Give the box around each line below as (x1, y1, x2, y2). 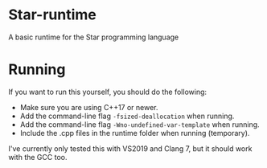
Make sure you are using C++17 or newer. (19, 102, 158, 112)
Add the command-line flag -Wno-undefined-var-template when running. (19, 119, 260, 129)
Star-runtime (8, 6, 97, 24)
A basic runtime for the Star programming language (8, 32, 179, 42)
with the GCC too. (8, 152, 68, 162)
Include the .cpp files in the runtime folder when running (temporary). (19, 128, 250, 137)
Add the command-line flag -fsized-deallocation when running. (19, 111, 235, 121)
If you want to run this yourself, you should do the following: (8, 87, 207, 96)
